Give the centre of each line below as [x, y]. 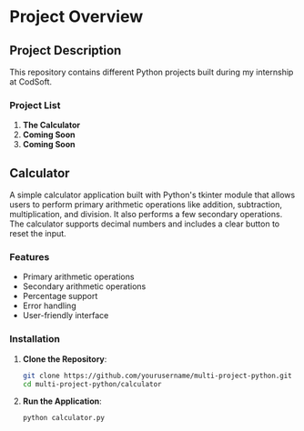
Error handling [49, 306]
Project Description [66, 50]
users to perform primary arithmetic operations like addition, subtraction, [146, 205]
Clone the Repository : [65, 359]
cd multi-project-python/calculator [92, 384]
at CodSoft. [31, 82]
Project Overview [76, 17]
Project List [35, 105]
